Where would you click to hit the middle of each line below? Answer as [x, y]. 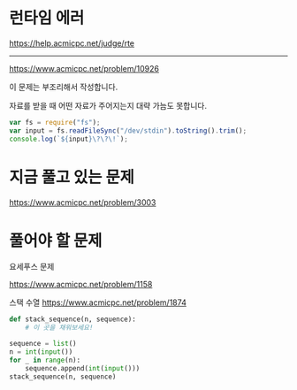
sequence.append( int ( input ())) [83, 368]
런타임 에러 [47, 18]
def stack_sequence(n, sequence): [73, 319]
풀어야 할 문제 [56, 241]
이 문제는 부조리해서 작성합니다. [64, 87]
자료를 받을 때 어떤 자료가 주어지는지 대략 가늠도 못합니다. [108, 105]
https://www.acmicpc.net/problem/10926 [84, 68]
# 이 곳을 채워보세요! [59, 328]
